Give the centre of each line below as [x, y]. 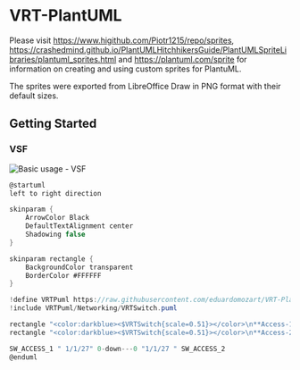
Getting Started [53, 124]
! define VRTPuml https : [54, 300]
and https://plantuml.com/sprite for [183, 59]
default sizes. [34, 96]
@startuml [28, 185]
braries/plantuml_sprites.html [63, 59]
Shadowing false [56, 234]
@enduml [24, 357]
